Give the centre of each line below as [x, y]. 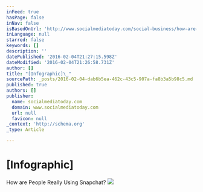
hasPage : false [25, 18]
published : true [27, 85]
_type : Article [25, 130]
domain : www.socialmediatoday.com [55, 107]
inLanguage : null [28, 34]
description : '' [27, 51]
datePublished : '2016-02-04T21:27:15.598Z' [62, 57]
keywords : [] [23, 46]
